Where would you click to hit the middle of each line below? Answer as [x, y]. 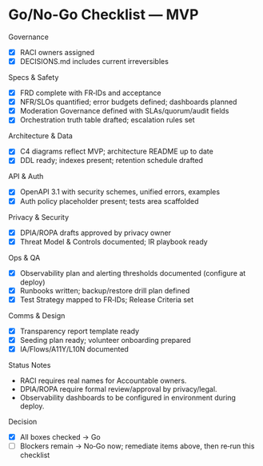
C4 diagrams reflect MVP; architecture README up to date [116, 151]
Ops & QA [24, 257]
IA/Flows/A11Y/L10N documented [74, 349]
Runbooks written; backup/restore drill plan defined [105, 290]
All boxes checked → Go [60, 437]
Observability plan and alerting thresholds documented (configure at [133, 273]
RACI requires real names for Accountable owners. [103, 380]
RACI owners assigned [57, 52]
